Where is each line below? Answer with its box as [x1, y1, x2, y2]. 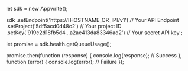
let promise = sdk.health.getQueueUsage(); [6, 41, 112, 47]
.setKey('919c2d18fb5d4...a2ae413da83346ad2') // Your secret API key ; [6, 29, 183, 36]
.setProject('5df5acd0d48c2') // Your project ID [6, 23, 122, 30]
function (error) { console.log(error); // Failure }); [6, 59, 124, 65]
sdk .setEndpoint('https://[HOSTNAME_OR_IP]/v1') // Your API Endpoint [6, 17, 179, 23]
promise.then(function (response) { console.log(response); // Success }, [6, 52, 182, 59]
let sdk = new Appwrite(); [6, 5, 68, 12]
